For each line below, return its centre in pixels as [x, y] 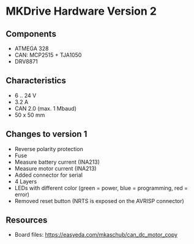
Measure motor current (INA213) [55, 168]
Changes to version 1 [47, 134]
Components [31, 34]
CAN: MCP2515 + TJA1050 [48, 55]
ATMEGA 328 [32, 48]
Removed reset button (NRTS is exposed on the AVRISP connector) [99, 201]
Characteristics [36, 81]
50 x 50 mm [30, 115]
